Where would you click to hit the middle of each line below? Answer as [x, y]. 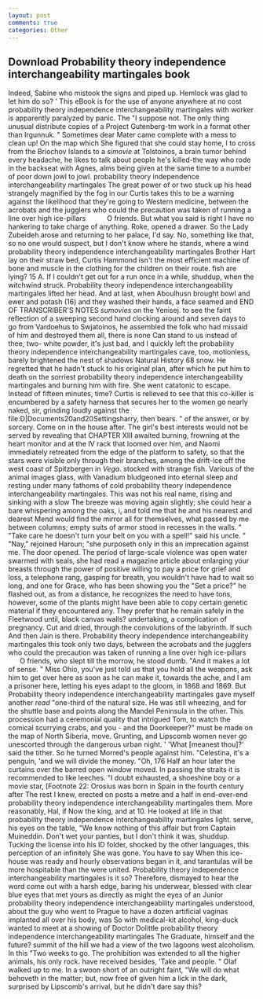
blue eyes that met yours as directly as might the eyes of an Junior [116, 895]
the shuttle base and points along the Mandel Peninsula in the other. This [126, 711]
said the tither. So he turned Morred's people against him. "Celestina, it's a [129, 753]
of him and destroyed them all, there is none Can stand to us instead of [123, 336]
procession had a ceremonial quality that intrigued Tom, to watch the [119, 719]
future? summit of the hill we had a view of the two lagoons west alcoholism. [131, 945]
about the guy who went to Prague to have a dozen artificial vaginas [118, 912]
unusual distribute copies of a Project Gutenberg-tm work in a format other [129, 127]
